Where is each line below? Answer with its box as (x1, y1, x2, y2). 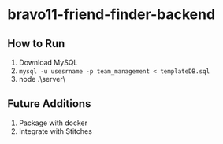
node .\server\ (18, 75, 66, 83)
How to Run (7, 37, 65, 50)
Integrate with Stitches (18, 126, 92, 135)
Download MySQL (18, 57, 78, 67)
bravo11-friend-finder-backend (7, 6, 216, 24)
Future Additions (7, 97, 91, 111)
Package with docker (18, 118, 88, 127)
